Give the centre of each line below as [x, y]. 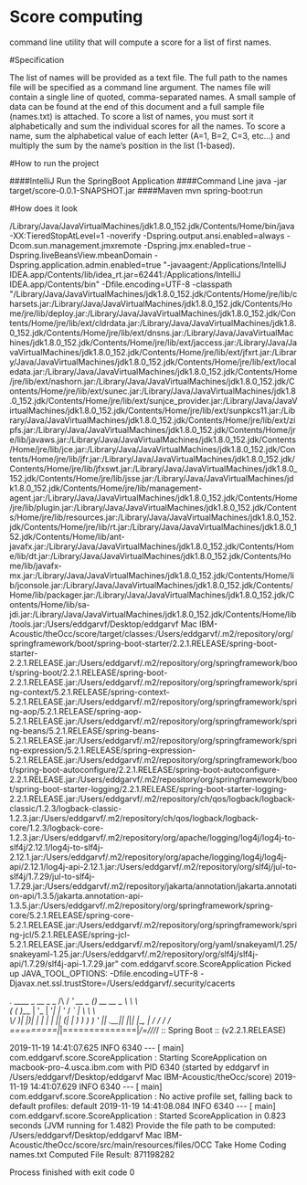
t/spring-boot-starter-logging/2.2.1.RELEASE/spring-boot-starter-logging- [148, 788]
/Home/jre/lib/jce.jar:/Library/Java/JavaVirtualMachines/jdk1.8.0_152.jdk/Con [153, 449]
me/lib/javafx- [36, 566]
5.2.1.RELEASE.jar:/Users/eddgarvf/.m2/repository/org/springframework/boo [153, 759]
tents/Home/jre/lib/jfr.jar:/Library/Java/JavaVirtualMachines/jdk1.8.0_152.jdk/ [152, 459]
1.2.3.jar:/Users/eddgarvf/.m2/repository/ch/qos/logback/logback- [134, 818]
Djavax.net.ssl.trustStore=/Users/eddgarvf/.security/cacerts [122, 983]
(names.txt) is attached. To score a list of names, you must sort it [132, 116]
